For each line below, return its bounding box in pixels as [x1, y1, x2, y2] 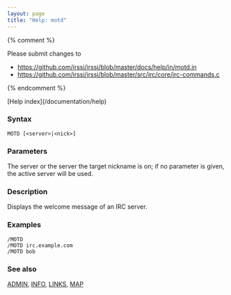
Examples [7, 220, 42, 230]
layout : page [7, 10, 45, 17]
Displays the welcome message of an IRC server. [7, 202, 148, 211]
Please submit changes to [7, 49, 81, 58]
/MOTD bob [7, 248, 36, 255]
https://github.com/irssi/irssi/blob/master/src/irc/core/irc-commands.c [17, 70, 220, 79]
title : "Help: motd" [7, 17, 67, 24]
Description [7, 187, 48, 197]
